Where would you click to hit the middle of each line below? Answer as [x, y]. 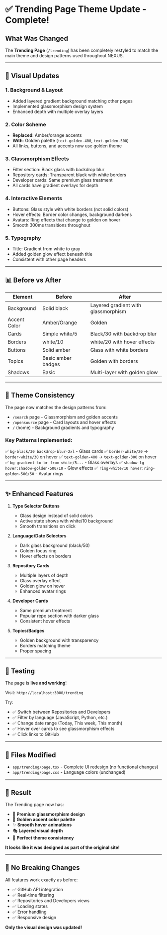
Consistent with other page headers [49, 259]
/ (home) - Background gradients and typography [63, 427]
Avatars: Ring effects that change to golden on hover [66, 219]
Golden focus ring [38, 550]
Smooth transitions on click [48, 526]
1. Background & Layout [34, 90]
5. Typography [23, 238]
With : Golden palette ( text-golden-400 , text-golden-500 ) [71, 140]
